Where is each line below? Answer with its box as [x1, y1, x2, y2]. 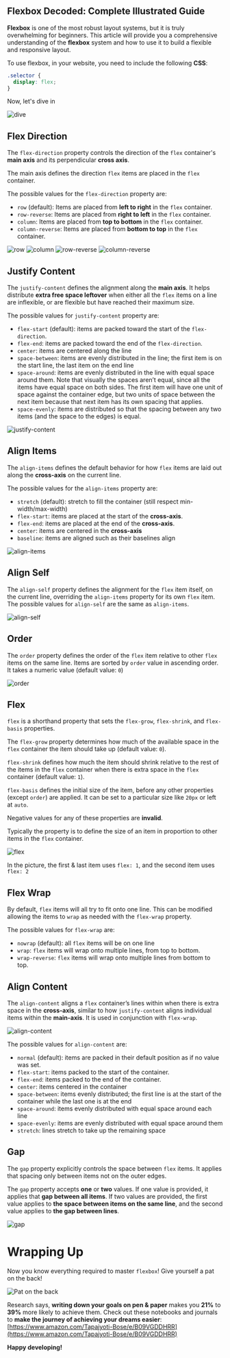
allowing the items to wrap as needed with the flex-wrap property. [7, 912, 192, 921]
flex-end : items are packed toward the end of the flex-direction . [16, 339, 203, 348]
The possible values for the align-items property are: [7, 484, 158, 492]
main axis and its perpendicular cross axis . [7, 156, 130, 164]
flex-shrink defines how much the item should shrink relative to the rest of [7, 758, 219, 767]
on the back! [7, 1274, 42, 1282]
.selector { [7, 72, 41, 79]
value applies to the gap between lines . [7, 1206, 120, 1215]
